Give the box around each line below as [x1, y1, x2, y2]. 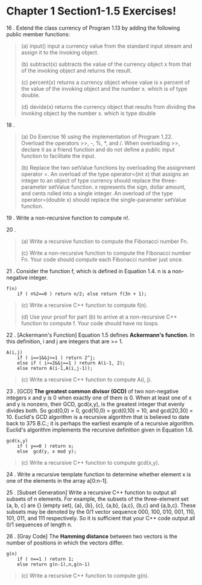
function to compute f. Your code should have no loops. [21, 319, 160, 327]
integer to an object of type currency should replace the [21, 176, 160, 184]
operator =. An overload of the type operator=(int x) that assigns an [21, 170, 189, 178]
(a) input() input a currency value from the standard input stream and [21, 42, 193, 50]
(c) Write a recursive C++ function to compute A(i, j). [21, 376, 152, 383]
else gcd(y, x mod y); [17, 448, 77, 454]
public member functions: [6, 30, 71, 37]
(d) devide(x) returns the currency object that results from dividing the [21, 103, 196, 110]
